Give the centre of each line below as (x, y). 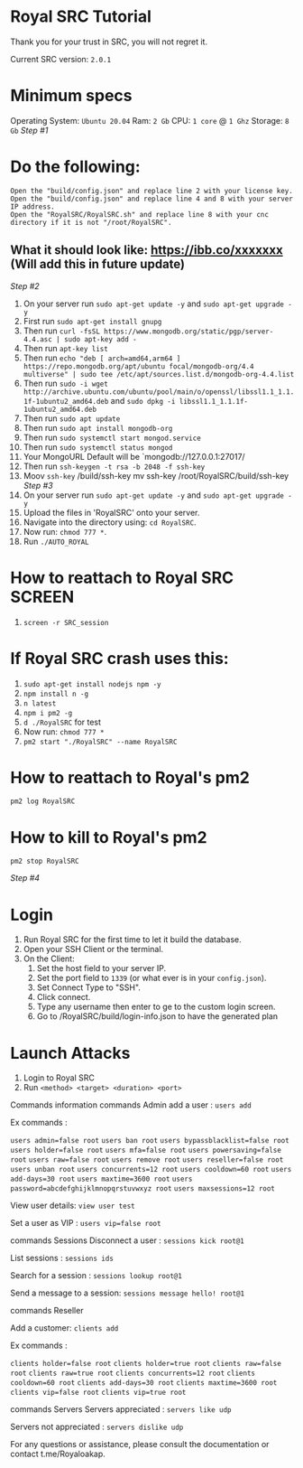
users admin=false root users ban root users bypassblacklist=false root (150, 1141)
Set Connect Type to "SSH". (88, 987)
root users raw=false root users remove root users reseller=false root (147, 1160)
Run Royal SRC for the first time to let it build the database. (132, 940)
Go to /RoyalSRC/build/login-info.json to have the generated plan (157, 1016)
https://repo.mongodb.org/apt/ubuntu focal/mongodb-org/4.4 (138, 366)
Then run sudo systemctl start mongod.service (112, 437)
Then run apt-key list (66, 348)
